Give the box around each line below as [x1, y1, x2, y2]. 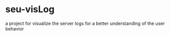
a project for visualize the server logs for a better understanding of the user [5, 20, 165, 26]
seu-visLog [5, 4, 55, 15]
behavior [5, 25, 24, 31]
